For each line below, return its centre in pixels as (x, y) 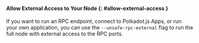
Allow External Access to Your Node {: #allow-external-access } (87, 8)
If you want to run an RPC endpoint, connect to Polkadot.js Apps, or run (94, 21)
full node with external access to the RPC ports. (65, 34)
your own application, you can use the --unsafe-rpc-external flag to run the (100, 28)
